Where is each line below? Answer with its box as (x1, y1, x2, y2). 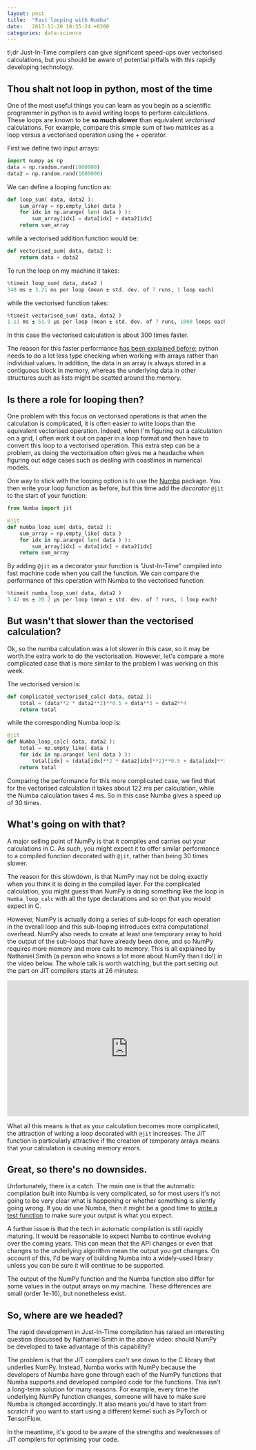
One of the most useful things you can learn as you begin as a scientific (7, 101, 211, 110)
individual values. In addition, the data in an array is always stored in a (7, 359, 206, 367)
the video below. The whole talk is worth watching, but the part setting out (7, 959, 219, 967)
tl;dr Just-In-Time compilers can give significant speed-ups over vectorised (7, 48, 222, 57)
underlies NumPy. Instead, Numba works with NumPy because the (7, 1363, 197, 1371)
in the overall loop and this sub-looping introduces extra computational (7, 922, 209, 931)
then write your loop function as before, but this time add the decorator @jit (7, 484, 224, 492)
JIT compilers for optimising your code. (7, 1435, 119, 1444)
